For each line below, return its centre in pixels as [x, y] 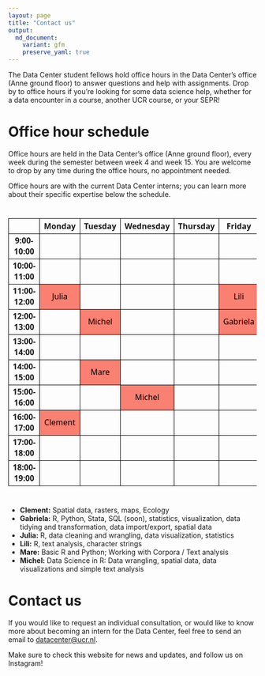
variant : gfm [44, 45]
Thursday [196, 226]
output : [21, 30]
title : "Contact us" [42, 23]
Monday [60, 226]
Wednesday [147, 226]
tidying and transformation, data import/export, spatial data [116, 527]
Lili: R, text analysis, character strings [80, 543]
